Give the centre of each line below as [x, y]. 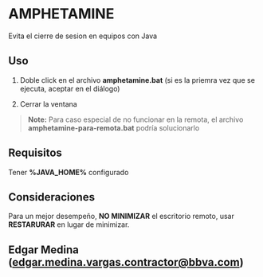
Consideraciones [52, 197]
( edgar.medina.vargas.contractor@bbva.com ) [126, 262]
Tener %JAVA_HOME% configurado [69, 172]
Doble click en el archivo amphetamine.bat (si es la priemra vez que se [137, 80]
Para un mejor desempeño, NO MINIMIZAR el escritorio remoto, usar [122, 217]
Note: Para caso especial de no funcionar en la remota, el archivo [135, 119]
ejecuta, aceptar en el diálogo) [70, 88]
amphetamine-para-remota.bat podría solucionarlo [114, 127]
